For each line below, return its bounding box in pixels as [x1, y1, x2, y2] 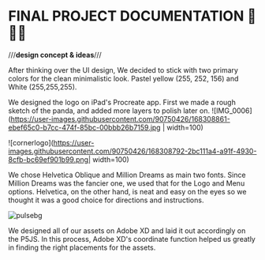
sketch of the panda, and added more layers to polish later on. [8, 106, 211, 115]
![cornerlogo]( [8, 138, 54, 147]
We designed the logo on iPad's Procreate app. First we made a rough [8, 97, 237, 107]
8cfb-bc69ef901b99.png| [8, 154, 91, 164]
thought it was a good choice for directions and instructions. [8, 195, 204, 205]
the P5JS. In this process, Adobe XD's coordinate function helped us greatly [8, 234, 256, 243]
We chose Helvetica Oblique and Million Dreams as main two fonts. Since [8, 170, 246, 179]
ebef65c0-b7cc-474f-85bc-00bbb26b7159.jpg [8, 122, 161, 132]
